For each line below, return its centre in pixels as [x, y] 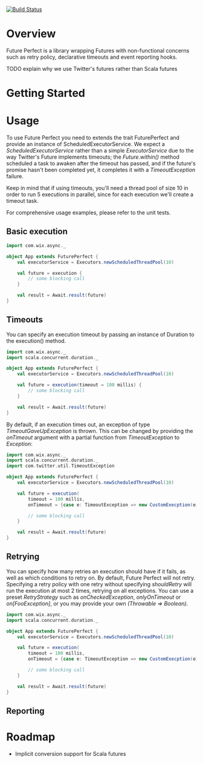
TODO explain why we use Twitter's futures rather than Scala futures [92, 68]
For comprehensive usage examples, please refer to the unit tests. [89, 213]
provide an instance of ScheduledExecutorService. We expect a [85, 144]
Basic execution [37, 232]
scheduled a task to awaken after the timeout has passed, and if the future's [101, 163]
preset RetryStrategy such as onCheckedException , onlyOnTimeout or [94, 597]
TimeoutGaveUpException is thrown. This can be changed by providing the [100, 431]
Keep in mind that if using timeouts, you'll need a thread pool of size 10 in [97, 188]
